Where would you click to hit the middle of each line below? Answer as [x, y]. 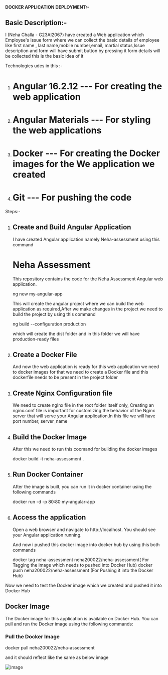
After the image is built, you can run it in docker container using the [82, 486]
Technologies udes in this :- [34, 66]
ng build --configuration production [49, 324]
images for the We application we [83, 164]
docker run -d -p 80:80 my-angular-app [54, 501]
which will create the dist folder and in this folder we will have [76, 333]
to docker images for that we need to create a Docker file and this [80, 372]
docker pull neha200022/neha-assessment [50, 647]
